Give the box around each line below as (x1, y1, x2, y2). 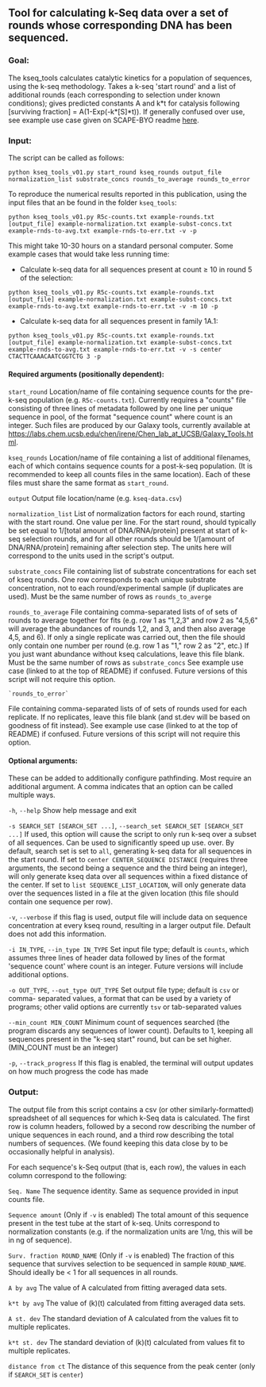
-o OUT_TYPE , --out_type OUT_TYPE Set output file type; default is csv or (8, 985, 240, 995)
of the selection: (19, 273, 74, 283)
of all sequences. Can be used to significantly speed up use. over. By (8, 838, 234, 848)
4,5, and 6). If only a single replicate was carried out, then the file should (8, 633, 245, 642)
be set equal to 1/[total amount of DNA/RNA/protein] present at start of (8, 526, 240, 535)
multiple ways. (8, 790, 56, 800)
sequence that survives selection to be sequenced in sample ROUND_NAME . (8, 1258, 247, 1269)
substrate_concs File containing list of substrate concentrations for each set (8, 567, 256, 576)
